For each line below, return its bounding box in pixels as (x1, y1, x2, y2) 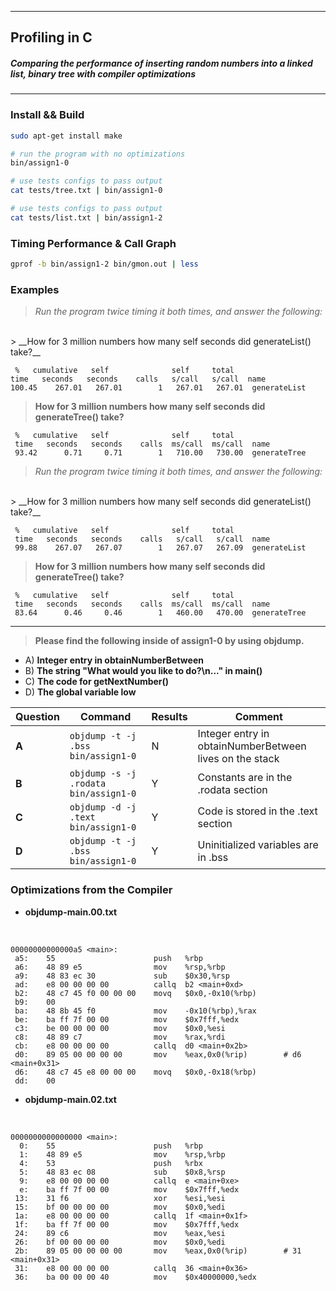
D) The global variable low (24, 686, 137, 698)
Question (15, 710, 60, 724)
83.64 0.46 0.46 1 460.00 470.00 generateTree (14, 608, 307, 618)
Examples (10, 282, 60, 296)
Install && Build (10, 108, 85, 122)
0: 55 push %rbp (19, 1141, 203, 1151)
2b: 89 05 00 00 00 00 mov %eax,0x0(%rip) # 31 (14, 1246, 302, 1256)
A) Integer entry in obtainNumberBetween (24, 654, 204, 666)
